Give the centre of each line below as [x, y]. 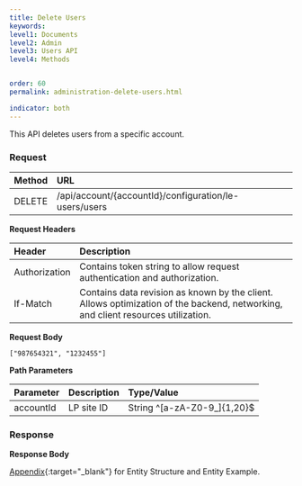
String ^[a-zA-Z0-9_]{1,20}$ [191, 408]
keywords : [28, 26]
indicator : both [40, 108]
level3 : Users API [44, 51]
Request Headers [43, 229]
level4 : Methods [40, 59]
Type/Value [153, 392]
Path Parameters [41, 370]
